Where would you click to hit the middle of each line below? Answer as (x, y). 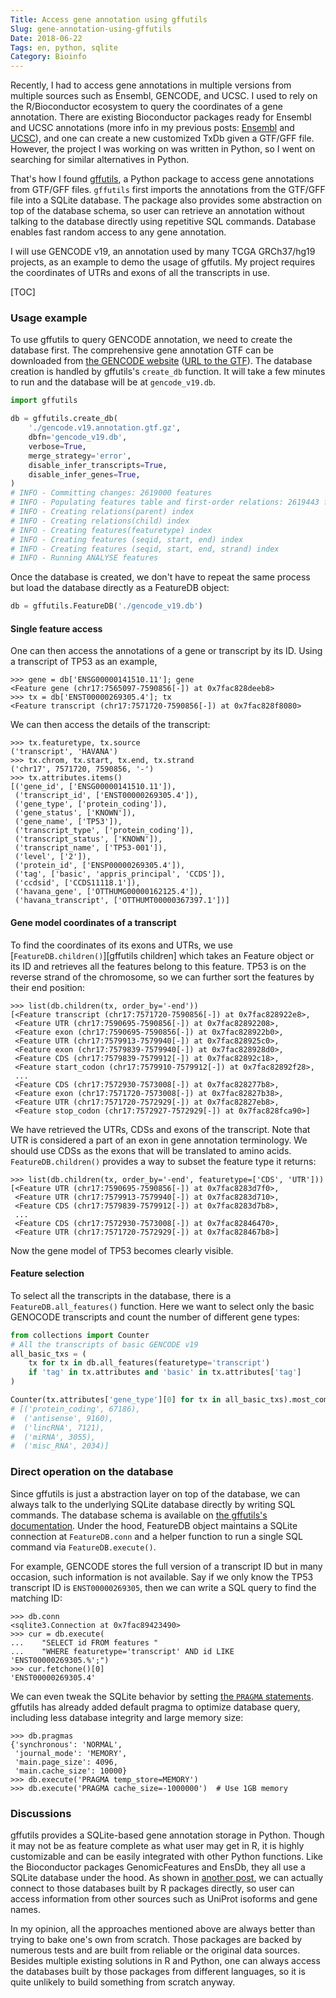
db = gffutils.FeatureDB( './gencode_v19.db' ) (106, 606)
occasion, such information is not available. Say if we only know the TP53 (162, 1577)
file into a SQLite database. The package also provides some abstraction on (166, 200)
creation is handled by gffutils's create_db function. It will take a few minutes (168, 372)
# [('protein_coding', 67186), (75, 1409)
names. (25, 1909)
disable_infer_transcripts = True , (98, 465)
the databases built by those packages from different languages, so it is (158, 1971)
